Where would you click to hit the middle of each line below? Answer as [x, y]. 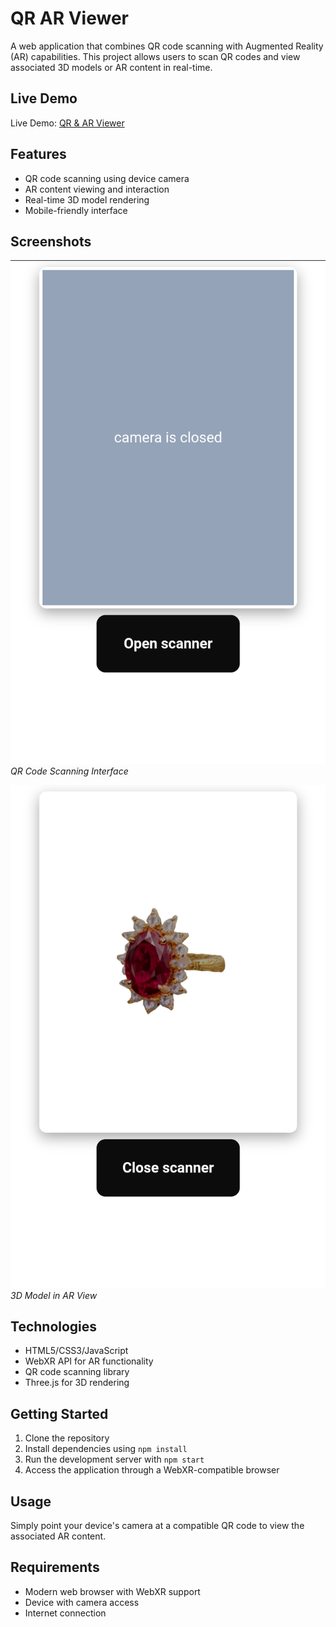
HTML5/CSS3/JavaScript [76, 1351]
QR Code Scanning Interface [69, 771]
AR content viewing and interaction [97, 189]
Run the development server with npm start [114, 1459]
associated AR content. [58, 1536]
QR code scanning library [77, 1372]
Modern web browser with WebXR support [112, 1591]
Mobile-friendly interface [76, 210]
